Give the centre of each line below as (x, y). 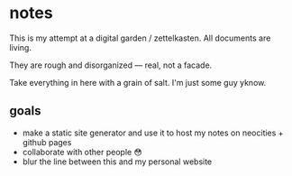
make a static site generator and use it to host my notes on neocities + (153, 133)
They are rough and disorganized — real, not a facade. (111, 65)
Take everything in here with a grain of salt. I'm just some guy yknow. (138, 82)
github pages (47, 142)
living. (20, 47)
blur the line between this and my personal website (117, 162)
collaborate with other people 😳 (82, 152)
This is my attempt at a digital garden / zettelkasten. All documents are (140, 38)
